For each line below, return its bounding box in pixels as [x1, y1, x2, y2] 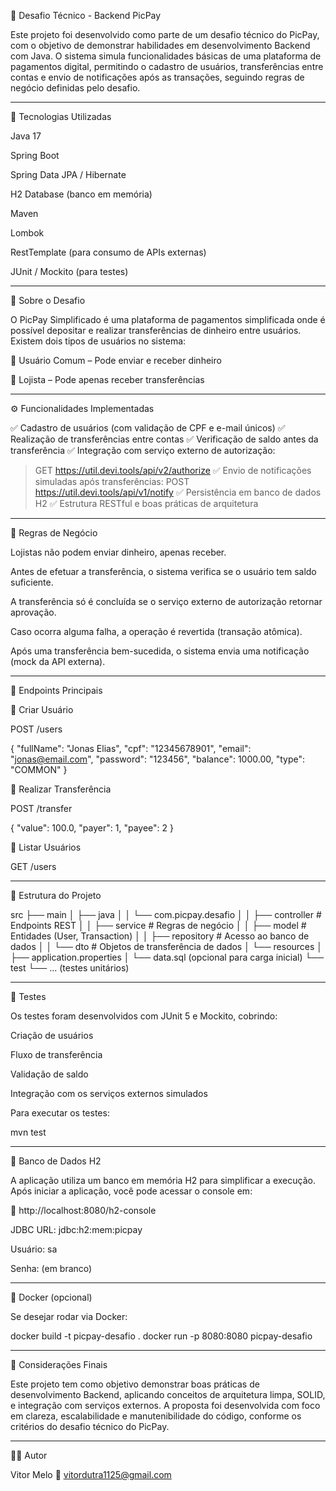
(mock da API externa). [10, 656, 106, 667]
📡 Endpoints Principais [10, 685, 103, 696]
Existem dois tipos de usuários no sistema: [10, 335, 187, 347]
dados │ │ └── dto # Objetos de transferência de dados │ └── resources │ [10, 941, 323, 952]
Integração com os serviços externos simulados [10, 1088, 208, 1099]
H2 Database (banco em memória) [10, 188, 153, 200]
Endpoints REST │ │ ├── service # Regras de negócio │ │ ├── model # [10, 920, 307, 931]
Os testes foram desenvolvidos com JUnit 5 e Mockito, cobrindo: [10, 1010, 278, 1022]
